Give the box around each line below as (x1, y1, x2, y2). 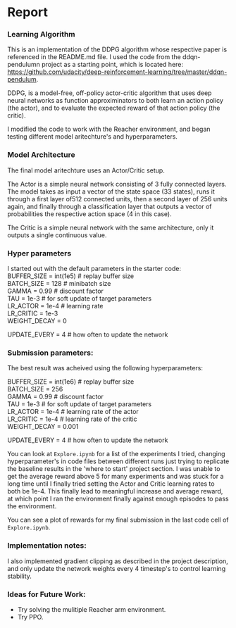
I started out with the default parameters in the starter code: (7, 265, 182, 273)
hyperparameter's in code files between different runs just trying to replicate (7, 457, 230, 465)
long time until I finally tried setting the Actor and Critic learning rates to (7, 479, 215, 488)
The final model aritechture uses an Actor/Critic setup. (7, 166, 166, 175)
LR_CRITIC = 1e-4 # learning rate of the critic (7, 415, 137, 423)
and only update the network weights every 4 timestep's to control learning (7, 564, 226, 572)
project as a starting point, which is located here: (41, 61, 184, 69)
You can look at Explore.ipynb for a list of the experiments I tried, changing (7, 450, 225, 458)
